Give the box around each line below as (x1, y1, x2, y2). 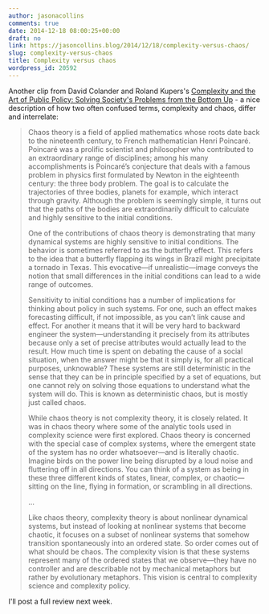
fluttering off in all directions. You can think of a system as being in (27, 464, 249, 474)
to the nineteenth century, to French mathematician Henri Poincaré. (27, 136, 251, 145)
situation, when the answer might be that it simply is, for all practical (27, 354, 254, 364)
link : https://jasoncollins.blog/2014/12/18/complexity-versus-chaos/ (8, 42, 250, 50)
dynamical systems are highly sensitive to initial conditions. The (27, 236, 239, 246)
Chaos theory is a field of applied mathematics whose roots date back (27, 127, 260, 137)
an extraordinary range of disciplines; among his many (27, 153, 209, 162)
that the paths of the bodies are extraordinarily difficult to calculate (27, 204, 250, 214)
